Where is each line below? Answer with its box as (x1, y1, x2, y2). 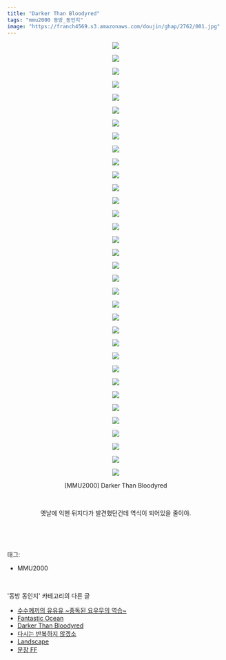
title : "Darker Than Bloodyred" (7, 10, 100, 17)
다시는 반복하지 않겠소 (17, 630, 77, 638)
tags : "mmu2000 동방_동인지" (7, 17, 84, 23)
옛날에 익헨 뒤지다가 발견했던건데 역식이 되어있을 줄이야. (40, 509, 192, 517)
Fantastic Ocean (17, 614, 64, 623)
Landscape (17, 637, 50, 646)
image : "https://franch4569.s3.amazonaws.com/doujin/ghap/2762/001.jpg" (7, 23, 220, 30)
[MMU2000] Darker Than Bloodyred (64, 481, 167, 490)
